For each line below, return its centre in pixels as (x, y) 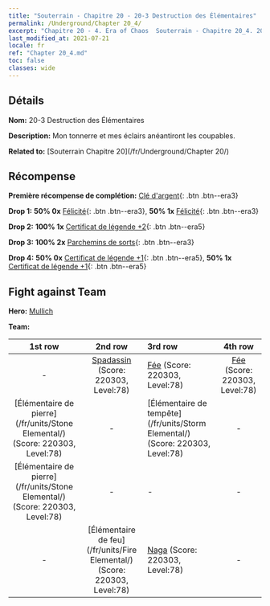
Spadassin (112, 360)
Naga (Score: (172, 550)
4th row (239, 346)
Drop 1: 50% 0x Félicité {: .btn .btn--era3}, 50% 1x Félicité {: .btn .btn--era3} (134, 211)
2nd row (112, 346)
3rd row (163, 346)
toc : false (27, 61)
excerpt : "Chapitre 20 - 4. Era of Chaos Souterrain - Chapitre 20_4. (131, 31)
